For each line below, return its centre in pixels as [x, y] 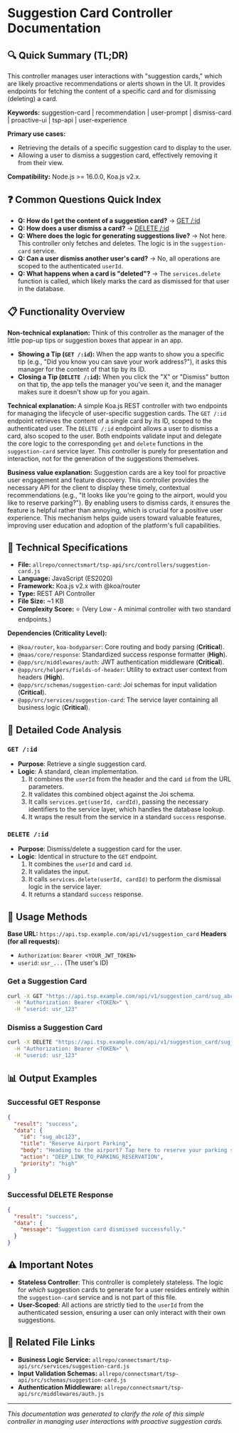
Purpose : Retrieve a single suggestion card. [82, 764]
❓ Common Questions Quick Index [84, 200]
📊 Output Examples [52, 1079]
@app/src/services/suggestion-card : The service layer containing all [118, 700]
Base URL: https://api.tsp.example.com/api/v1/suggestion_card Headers [117, 934]
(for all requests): [34, 942]
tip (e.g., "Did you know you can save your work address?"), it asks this [122, 362]
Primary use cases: [37, 134]
